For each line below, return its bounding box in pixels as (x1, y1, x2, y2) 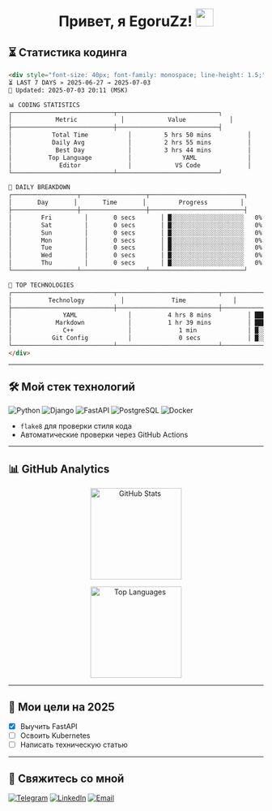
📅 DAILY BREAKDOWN (8, 183, 70, 192)
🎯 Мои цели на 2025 (8, 700, 115, 714)
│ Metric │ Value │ (8, 116, 233, 124)
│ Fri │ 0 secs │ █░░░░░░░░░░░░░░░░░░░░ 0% (8, 214, 263, 222)
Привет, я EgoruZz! (58, 12, 193, 31)
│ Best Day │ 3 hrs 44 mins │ (8, 146, 252, 154)
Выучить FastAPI (19, 722, 79, 731)
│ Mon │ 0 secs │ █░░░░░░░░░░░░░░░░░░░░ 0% (8, 236, 263, 244)
